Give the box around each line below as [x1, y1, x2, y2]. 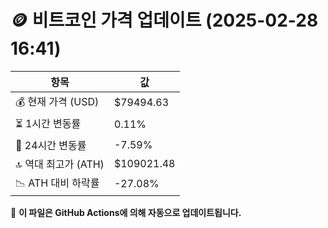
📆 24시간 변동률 [15, 138, 87, 152]
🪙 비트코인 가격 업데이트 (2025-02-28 [10, 9, 319, 32]
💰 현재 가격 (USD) [15, 94, 100, 108]
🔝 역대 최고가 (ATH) [15, 157, 105, 171]
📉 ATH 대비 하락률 [15, 176, 100, 190]
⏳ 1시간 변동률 [15, 116, 82, 130]
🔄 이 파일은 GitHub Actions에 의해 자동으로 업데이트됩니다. [10, 206, 242, 218]
